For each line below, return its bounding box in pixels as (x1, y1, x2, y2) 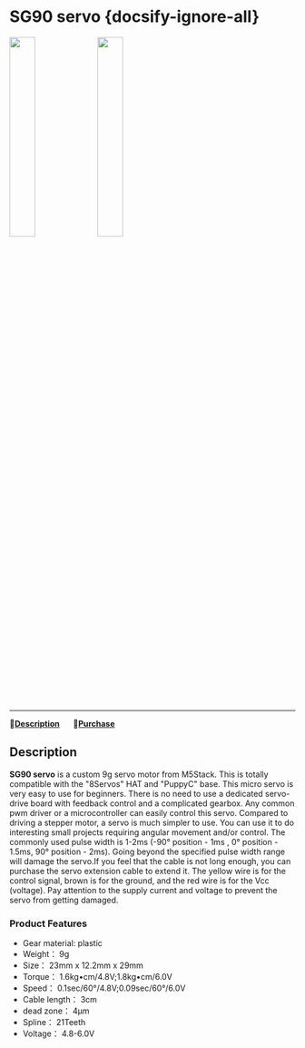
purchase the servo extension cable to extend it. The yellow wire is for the (9, 865, 286, 876)
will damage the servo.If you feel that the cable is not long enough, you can (9, 855, 291, 866)
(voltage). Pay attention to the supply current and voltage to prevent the (9, 884, 278, 895)
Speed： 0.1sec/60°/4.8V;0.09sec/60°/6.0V (22, 982, 186, 993)
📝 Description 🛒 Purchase (9, 718, 115, 729)
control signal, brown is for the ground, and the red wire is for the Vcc (9, 875, 270, 886)
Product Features (9, 917, 88, 930)
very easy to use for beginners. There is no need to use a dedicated (9, 788, 263, 799)
